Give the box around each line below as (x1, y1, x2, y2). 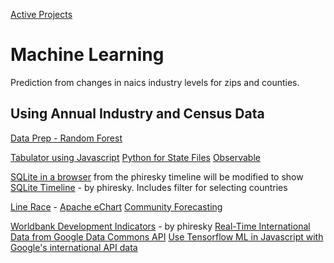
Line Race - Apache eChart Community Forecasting (10, 200, 223, 213)
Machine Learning (10, 44, 165, 66)
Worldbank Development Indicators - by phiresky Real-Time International (10, 220, 311, 232)
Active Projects (10, 9, 73, 20)
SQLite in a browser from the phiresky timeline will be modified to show (10, 170, 304, 183)
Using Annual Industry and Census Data (10, 105, 265, 123)
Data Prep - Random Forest (10, 132, 123, 144)
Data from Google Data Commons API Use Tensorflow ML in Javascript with (10, 230, 324, 243)
